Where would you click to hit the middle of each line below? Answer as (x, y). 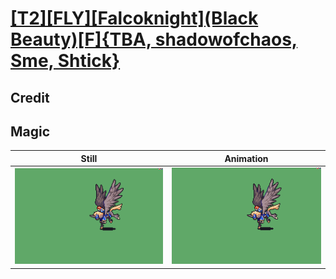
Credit (30, 97)
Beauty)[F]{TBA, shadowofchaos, (154, 39)
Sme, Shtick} (65, 61)
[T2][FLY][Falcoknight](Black (134, 18)
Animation (246, 158)
